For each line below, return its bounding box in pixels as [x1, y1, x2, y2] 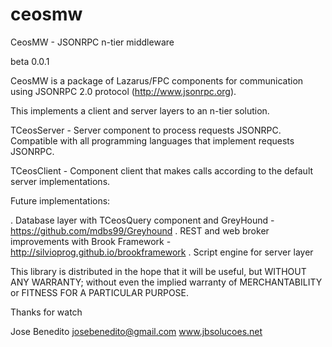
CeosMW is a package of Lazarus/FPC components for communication [10, 74, 304, 87]
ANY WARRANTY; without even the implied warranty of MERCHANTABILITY [10, 276, 323, 288]
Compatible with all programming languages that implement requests [10, 134, 295, 147]
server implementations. [10, 175, 111, 187]
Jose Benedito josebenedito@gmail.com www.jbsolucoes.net [10, 325, 263, 337]
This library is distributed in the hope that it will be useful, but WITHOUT [10, 265, 307, 277]
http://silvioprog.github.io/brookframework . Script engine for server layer [10, 246, 314, 258]
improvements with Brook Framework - [10, 235, 172, 247]
